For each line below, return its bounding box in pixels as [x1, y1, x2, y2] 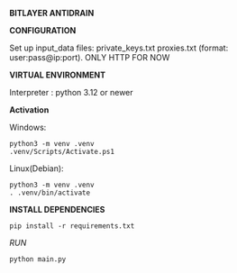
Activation [9, 105, 50, 115]
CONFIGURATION [9, 25, 77, 35]
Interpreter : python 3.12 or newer [9, 87, 133, 97]
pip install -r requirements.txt [9, 222, 135, 231]
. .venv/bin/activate [9, 188, 91, 197]
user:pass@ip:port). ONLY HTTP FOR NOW [9, 52, 170, 62]
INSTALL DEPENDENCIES [9, 205, 105, 214]
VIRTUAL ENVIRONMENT [9, 69, 106, 80]
